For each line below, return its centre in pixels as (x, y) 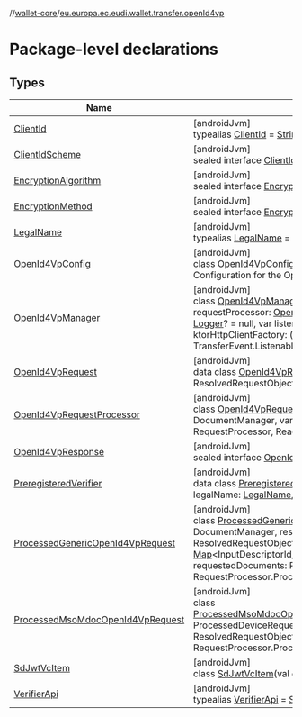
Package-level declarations (114, 50)
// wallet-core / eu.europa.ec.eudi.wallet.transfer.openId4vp (117, 13)
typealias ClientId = (234, 134)
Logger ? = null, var (232, 323)
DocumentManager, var (243, 420)
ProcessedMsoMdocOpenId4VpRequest (99, 619)
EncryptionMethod (53, 206)
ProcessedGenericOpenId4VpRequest (95, 543)
